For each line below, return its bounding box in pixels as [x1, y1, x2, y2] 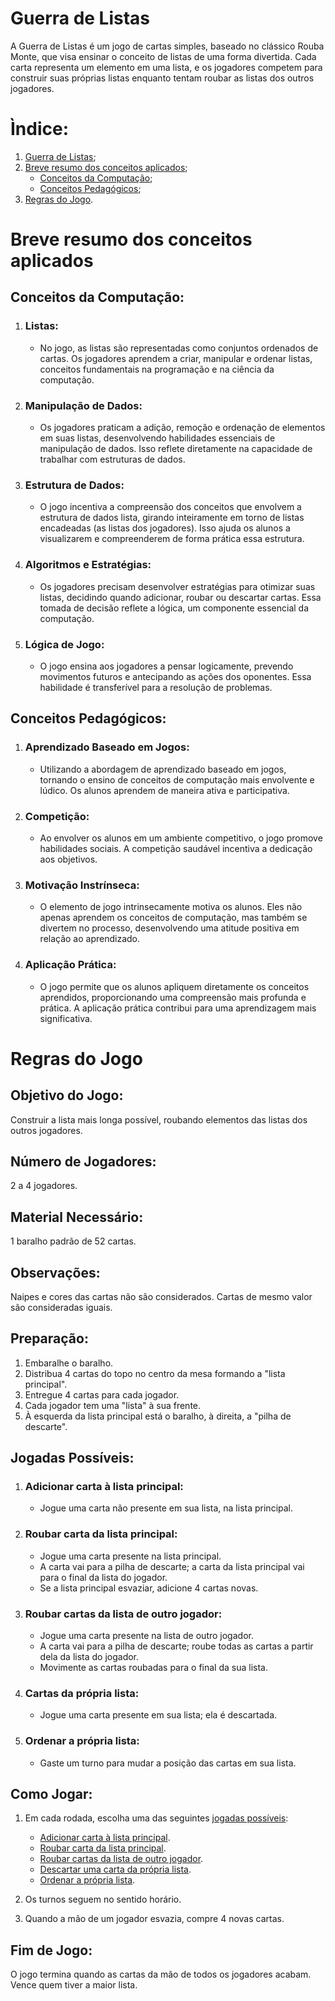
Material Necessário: [10, 1208, 144, 1226]
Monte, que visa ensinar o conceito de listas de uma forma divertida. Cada [10, 50, 317, 62]
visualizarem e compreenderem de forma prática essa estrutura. [39, 533, 305, 545]
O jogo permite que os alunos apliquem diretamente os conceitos [39, 980, 310, 992]
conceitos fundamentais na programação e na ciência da [39, 363, 275, 375]
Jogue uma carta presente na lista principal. [39, 1550, 222, 1562]
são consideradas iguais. [10, 1301, 113, 1313]
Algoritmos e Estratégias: [24, 558, 152, 572]
